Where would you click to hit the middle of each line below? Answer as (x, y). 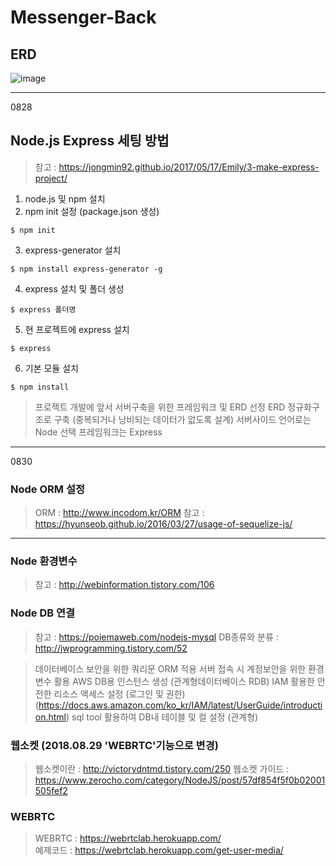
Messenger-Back (83, 17)
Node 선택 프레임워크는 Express (98, 432)
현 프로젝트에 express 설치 (77, 329)
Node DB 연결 (43, 613)
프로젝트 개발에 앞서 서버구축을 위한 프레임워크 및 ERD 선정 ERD (160, 407)
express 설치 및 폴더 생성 (74, 288)
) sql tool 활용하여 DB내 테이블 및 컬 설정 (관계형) (162, 717)
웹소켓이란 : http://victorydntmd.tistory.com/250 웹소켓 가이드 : (162, 769)
